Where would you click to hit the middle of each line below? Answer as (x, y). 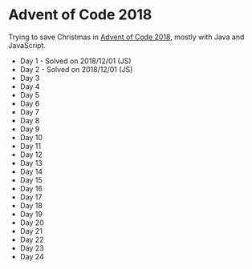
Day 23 (32, 248)
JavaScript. (27, 45)
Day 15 (31, 180)
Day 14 (31, 171)
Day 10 (31, 137)
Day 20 (32, 223)
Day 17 (31, 197)
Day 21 (31, 231)
